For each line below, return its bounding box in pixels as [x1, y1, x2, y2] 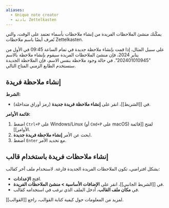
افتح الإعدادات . [13, 176, 41, 182]
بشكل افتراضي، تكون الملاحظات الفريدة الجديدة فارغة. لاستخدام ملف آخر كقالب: [6, 166, 160, 172]
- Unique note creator [10, 12, 59, 17]
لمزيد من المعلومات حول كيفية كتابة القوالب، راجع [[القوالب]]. [6, 197, 124, 202]
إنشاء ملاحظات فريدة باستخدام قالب [6, 152, 109, 161]
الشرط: [6, 91, 21, 97]
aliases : [6, 7, 25, 13]
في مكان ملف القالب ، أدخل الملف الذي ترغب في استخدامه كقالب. [13, 186, 140, 193]
